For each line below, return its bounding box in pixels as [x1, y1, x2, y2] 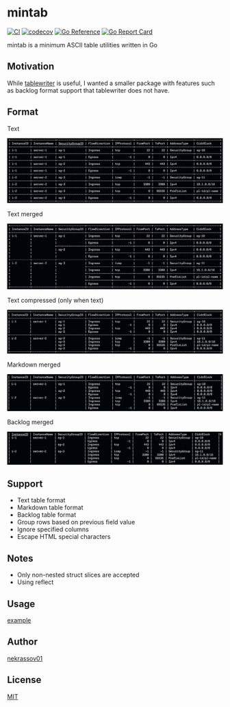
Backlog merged [7, 418, 53, 426]
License [7, 674, 42, 686]
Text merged [7, 210, 43, 218]
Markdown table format [16, 503, 84, 512]
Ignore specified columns [16, 525, 89, 533]
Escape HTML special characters [16, 533, 111, 541]
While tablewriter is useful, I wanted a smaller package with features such [7, 79, 216, 87]
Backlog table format [16, 511, 77, 519]
